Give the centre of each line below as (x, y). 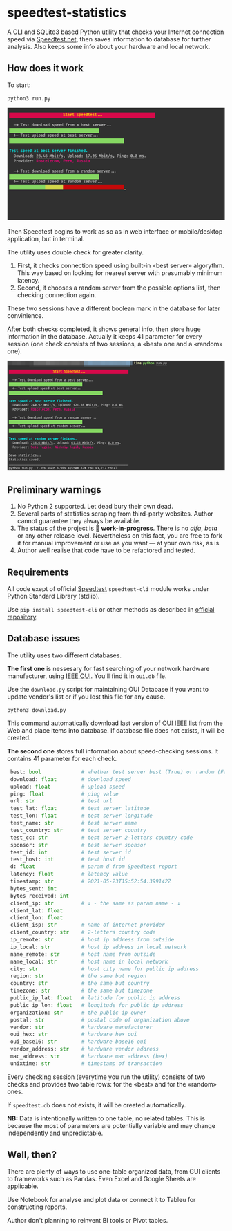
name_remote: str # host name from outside (83, 954)
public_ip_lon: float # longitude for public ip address (97, 1005)
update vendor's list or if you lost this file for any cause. (86, 697)
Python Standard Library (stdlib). (54, 596)
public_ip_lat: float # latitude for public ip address (95, 998)
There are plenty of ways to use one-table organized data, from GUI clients (114, 1171)
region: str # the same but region (78, 976)
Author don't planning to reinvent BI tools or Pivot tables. (88, 1220)
